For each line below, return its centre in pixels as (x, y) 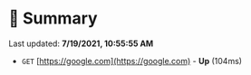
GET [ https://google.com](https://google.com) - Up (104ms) (131, 61)
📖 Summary (53, 19)
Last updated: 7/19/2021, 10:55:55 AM (81, 43)
